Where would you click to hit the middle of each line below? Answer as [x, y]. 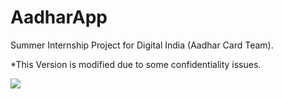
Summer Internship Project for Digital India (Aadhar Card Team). [142, 45]
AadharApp [59, 17]
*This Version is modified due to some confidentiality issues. [136, 64]
